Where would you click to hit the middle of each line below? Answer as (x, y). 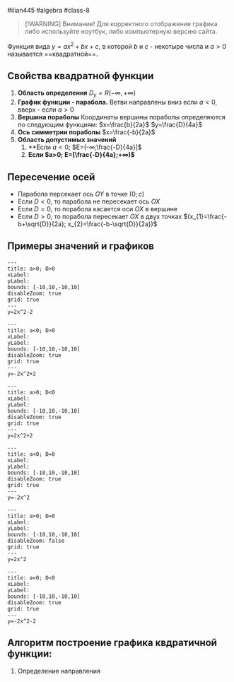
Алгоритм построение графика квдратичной (112, 643)
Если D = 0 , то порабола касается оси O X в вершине (98, 209)
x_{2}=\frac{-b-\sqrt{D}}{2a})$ (112, 224)
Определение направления (59, 671)
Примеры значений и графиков (81, 246)
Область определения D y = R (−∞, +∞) (77, 94)
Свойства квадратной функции (81, 76)
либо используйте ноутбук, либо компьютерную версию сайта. (121, 31)
